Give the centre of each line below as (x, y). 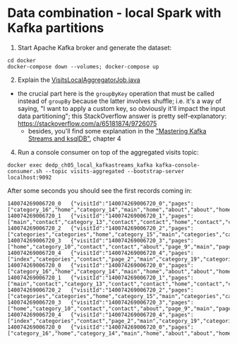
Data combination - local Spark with (115, 13)
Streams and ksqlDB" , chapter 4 (74, 138)
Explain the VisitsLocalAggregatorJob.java (79, 80)
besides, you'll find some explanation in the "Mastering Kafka (117, 131)
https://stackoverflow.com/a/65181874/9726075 (87, 123)
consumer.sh (25, 171)
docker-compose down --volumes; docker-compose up (83, 66)
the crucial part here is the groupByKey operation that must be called (116, 93)
